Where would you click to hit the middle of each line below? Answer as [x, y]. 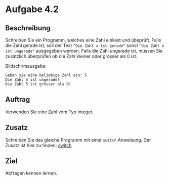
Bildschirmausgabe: [26, 66]
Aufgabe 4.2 [32, 9]
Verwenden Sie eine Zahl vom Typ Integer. [49, 112]
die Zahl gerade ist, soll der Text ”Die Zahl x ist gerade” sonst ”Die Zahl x [85, 46]
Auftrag [18, 100]
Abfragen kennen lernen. [31, 173]
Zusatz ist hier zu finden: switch [38, 145]
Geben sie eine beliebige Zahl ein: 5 [46, 75]
